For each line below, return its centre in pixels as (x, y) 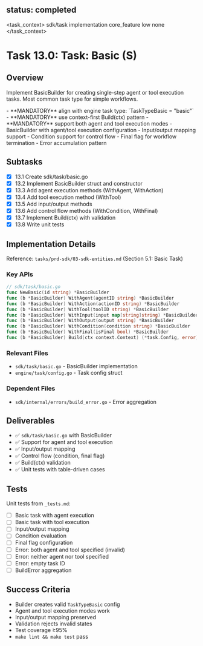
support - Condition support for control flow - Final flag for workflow (92, 136)
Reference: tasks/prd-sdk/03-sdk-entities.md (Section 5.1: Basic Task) (95, 258)
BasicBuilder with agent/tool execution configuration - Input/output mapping (101, 130)
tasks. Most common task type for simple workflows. (72, 99)
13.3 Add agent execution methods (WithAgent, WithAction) (89, 190)
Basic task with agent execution (55, 516)
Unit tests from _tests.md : (38, 503)
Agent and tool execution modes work (62, 611)
